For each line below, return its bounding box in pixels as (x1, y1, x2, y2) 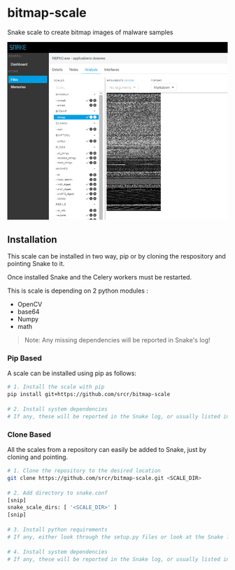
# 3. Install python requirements (7, 526, 108, 534)
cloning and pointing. (7, 453, 69, 462)
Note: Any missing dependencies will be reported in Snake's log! (24, 336, 211, 344)
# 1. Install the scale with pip (7, 383, 105, 390)
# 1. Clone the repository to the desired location (7, 467, 161, 474)
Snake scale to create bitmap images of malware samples (7, 28, 173, 36)
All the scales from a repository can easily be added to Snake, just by (7, 446, 207, 454)
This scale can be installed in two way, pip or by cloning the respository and (7, 252, 226, 261)
